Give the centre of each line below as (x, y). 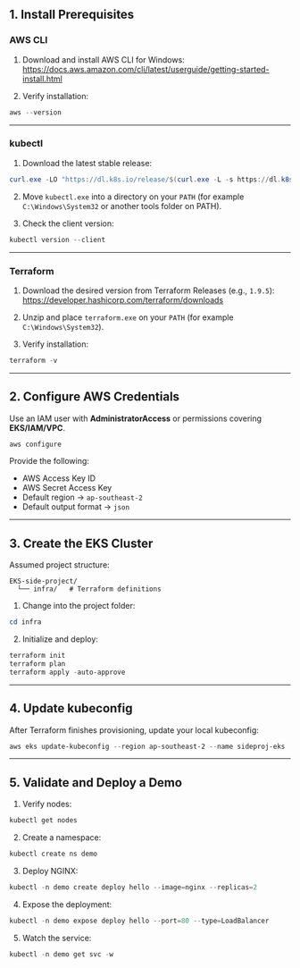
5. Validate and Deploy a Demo (96, 783)
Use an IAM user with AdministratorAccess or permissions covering (135, 418)
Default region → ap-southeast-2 (82, 497)
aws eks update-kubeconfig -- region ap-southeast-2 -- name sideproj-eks (147, 746)
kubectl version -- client (57, 240)
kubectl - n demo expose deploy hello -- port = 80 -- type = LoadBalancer (139, 921)
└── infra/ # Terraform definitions (90, 589)
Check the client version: (68, 223)
